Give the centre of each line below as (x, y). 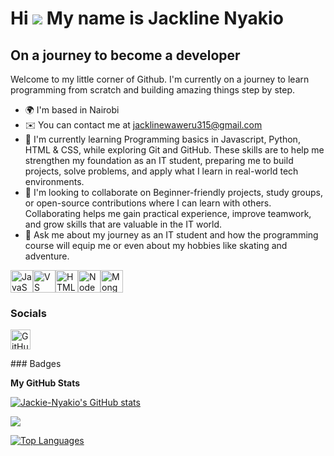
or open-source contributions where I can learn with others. (148, 203)
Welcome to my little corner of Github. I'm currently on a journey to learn (160, 79)
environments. (54, 181)
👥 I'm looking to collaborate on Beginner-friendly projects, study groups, (173, 192)
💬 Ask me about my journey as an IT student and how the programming (171, 235)
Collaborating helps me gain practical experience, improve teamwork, (168, 213)
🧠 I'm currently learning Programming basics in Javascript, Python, (162, 139)
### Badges (36, 364)
